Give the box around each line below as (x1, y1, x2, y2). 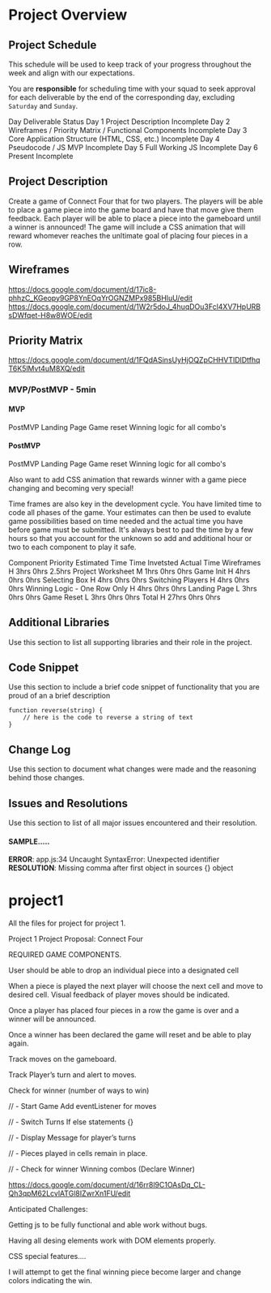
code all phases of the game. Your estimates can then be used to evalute (8, 507, 252, 517)
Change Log (8, 742, 71, 756)
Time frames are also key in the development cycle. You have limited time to (8, 499, 262, 509)
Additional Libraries (8, 616, 110, 629)
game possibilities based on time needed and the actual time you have (8, 516, 243, 526)
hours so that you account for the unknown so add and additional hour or (8, 533, 252, 543)
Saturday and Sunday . (8, 101, 78, 110)
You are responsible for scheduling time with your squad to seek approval (8, 84, 256, 93)
